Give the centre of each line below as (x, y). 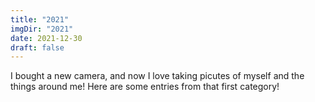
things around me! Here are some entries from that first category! (145, 87)
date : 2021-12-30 (46, 38)
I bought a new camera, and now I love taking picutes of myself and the (157, 76)
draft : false (37, 47)
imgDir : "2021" (42, 29)
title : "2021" (40, 19)
